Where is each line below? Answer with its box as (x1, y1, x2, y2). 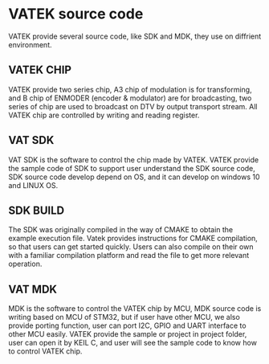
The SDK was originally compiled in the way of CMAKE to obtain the (8, 225, 234, 235)
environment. (8, 39, 52, 49)
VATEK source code (8, 5, 144, 23)
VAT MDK (8, 282, 58, 296)
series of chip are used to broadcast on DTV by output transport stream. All (8, 101, 258, 111)
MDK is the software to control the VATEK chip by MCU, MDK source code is (8, 304, 262, 313)
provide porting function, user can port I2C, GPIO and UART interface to (8, 321, 247, 330)
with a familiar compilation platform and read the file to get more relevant (8, 251, 250, 260)
